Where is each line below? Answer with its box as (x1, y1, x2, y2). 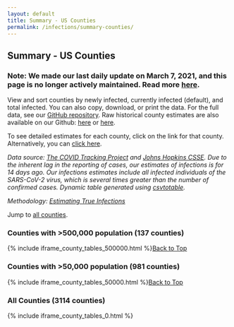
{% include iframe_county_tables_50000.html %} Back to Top (7, 278, 183, 286)
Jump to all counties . (7, 210, 68, 219)
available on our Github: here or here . (7, 118, 116, 127)
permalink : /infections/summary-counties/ (7, 23, 134, 30)
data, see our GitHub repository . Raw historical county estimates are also (7, 111, 219, 119)
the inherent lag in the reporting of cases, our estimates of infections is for (7, 160, 224, 170)
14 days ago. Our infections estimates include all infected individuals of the (7, 168, 226, 177)
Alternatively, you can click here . (7, 139, 102, 148)
